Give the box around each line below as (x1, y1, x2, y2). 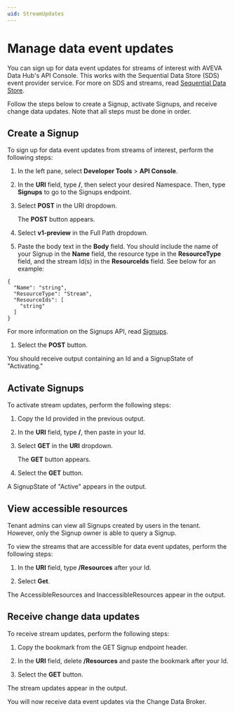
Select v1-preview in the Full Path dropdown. (17, 229, 149, 237)
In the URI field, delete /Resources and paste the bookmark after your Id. (17, 656, 229, 665)
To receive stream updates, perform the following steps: (7, 629, 170, 638)
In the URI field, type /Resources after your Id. (17, 564, 152, 571)
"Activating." (7, 362, 43, 370)
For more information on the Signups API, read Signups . (7, 327, 168, 336)
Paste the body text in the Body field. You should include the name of (17, 243, 219, 251)
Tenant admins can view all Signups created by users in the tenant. (7, 522, 201, 529)
